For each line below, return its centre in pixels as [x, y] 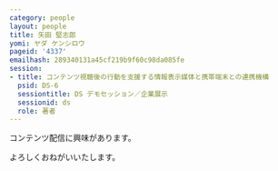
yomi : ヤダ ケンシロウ [48, 43]
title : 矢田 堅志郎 [43, 35]
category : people [42, 18]
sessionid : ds [44, 102]
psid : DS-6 [38, 85]
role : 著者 [37, 111]
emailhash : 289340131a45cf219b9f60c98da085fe [97, 60]
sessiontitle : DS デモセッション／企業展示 [93, 94]
